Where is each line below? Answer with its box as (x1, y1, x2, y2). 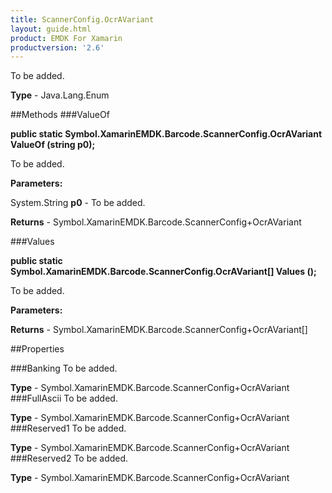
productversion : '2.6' (10, 42, 105, 53)
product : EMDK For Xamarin (10, 33, 123, 43)
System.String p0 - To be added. (10, 197, 146, 209)
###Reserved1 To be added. (10, 422, 127, 435)
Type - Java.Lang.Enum (10, 89, 110, 101)
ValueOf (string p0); (10, 139, 96, 151)
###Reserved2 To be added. (10, 452, 129, 465)
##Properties (10, 343, 65, 355)
